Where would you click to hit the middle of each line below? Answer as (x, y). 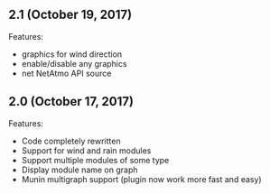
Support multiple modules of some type (95, 160)
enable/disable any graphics (74, 63)
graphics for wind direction (72, 54)
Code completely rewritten (71, 141)
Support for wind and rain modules (86, 150)
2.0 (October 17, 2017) (71, 102)
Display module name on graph (79, 170)
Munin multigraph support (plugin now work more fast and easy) (142, 179)
